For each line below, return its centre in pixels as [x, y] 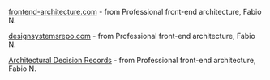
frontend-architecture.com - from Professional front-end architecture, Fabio [135, 12]
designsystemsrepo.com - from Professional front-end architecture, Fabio [132, 36]
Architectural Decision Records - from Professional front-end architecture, [132, 60]
